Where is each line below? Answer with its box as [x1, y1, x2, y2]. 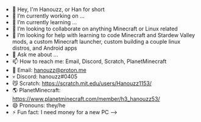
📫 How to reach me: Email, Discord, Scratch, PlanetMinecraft [12, 58, 167, 65]
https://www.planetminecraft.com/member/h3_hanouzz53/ [12, 95, 160, 103]
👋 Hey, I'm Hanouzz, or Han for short [12, 6, 105, 13]
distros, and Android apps [12, 44, 77, 52]
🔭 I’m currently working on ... [12, 12, 85, 19]
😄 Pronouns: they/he [12, 102, 66, 109]
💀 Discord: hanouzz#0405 [12, 73, 78, 80]
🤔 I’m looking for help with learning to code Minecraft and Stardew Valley [12, 32, 196, 39]
